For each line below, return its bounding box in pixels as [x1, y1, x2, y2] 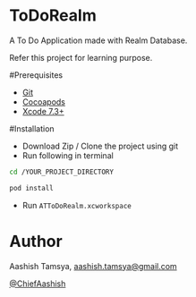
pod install [9, 183, 54, 192]
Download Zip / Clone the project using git [21, 140, 179, 151]
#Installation [9, 123, 55, 134]
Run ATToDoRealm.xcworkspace [21, 199, 132, 210]
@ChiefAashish [9, 278, 66, 289]
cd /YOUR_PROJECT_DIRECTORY [9, 167, 115, 176]
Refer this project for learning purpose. [9, 52, 153, 63]
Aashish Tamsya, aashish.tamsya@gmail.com [9, 260, 177, 271]
